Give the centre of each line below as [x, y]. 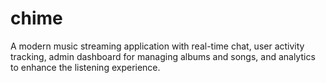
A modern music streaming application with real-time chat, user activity [157, 46]
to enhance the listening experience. [85, 67]
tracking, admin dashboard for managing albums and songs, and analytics [163, 56]
